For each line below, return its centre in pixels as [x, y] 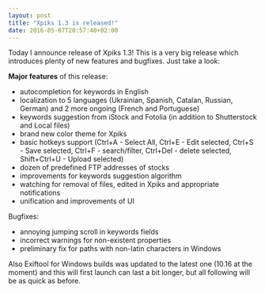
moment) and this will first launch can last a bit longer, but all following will [129, 272]
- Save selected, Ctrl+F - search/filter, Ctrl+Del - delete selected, [125, 150]
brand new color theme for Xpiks [73, 134]
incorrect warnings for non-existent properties [95, 240]
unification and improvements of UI [77, 201]
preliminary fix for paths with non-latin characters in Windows [120, 249]
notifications [40, 193]
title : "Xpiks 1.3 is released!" [63, 23]
